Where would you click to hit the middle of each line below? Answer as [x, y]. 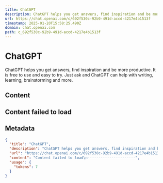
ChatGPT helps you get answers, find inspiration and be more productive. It [81, 70]
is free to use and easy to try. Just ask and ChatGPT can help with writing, [79, 75]
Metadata [20, 129]
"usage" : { [20, 162]
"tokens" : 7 [26, 167]
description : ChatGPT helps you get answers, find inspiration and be [78, 14]
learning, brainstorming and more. [39, 80]
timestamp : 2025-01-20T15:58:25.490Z [43, 23]
